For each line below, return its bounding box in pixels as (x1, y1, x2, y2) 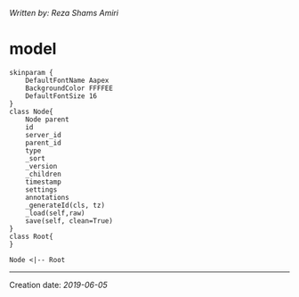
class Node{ (9, 107, 53, 116)
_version (25, 161, 58, 170)
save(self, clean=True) (25, 216, 114, 226)
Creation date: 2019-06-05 (9, 279, 109, 290)
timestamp (25, 177, 62, 186)
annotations (25, 193, 69, 202)
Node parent (25, 115, 69, 124)
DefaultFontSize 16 (25, 91, 98, 101)
